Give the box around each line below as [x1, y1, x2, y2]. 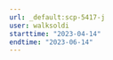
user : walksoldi [9, 21, 69, 30]
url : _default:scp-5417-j [9, 12, 105, 22]
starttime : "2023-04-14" [9, 29, 101, 38]
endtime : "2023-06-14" [9, 37, 93, 47]
